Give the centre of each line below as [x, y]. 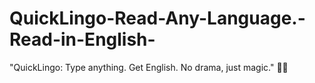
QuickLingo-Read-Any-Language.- [157, 18]
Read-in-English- [82, 39]
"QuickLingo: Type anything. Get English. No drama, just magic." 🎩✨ [149, 67]
